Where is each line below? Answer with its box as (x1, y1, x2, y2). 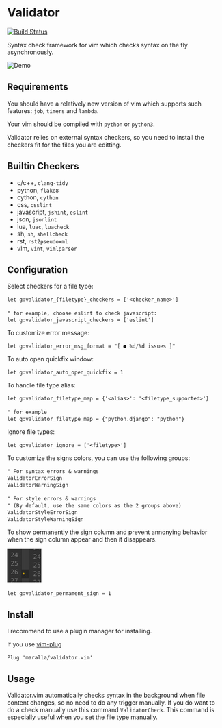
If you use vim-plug (7, 640, 62, 648)
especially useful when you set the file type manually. (7, 713, 158, 721)
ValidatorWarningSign (7, 482, 69, 489)
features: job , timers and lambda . (7, 106, 99, 114)
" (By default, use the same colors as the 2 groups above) (7, 502, 182, 509)
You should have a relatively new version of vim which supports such (7, 99, 202, 108)
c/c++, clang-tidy (16, 178, 68, 186)
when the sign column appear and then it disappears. (7, 535, 157, 544)
